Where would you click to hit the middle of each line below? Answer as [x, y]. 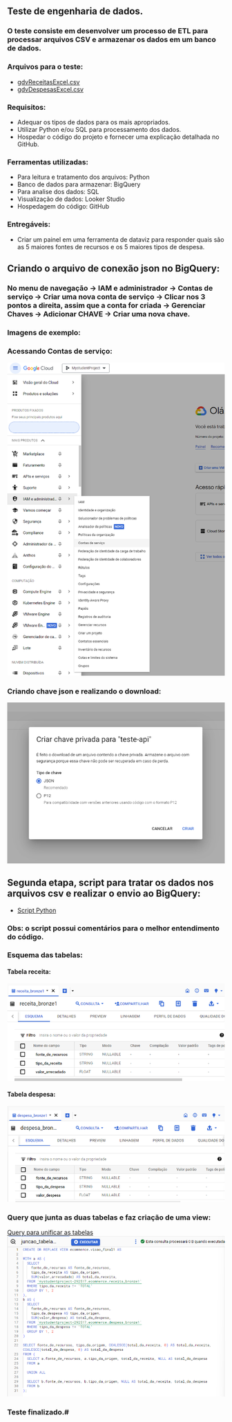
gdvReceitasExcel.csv [48, 81]
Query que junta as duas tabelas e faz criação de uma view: [109, 1217]
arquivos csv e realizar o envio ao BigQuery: [104, 894]
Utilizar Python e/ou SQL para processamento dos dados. [99, 129]
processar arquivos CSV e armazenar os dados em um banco [112, 39]
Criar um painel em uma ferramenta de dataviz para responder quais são [120, 239]
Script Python [37, 910]
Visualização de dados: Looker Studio [71, 199]
